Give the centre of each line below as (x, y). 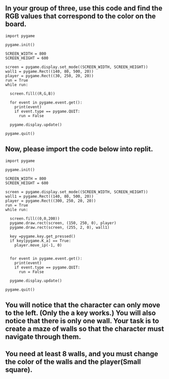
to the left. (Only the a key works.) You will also (80, 313)
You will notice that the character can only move (83, 305)
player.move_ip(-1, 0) (38, 245)
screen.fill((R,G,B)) (33, 93)
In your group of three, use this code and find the (84, 8)
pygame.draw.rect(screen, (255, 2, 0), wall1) (60, 227)
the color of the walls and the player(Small (73, 362)
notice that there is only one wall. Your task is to (82, 321)
